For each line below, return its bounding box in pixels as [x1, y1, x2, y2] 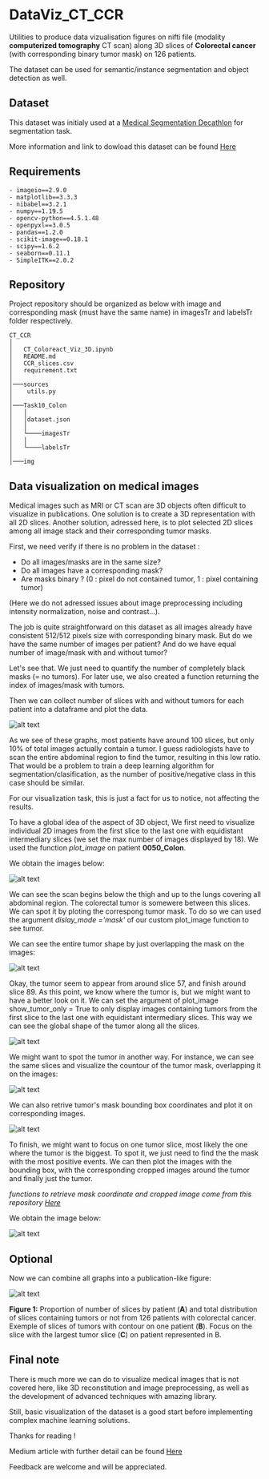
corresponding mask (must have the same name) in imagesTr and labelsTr [9, 307, 253, 317]
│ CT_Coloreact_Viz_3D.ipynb [9, 346, 114, 354]
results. [9, 802, 34, 812]
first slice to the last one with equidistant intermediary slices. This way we [9, 1013, 253, 1023]
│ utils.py [9, 388, 57, 396]
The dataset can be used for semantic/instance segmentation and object [9, 64, 249, 74]
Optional [9, 1252, 53, 1266]
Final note [9, 1353, 59, 1367]
